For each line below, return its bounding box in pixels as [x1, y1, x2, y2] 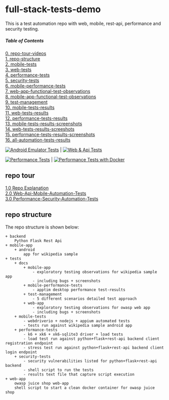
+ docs [14, 261, 28, 266]
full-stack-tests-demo [5, 4, 101, 15]
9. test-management [5, 99, 48, 105]
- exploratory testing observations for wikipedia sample [32, 269, 157, 274]
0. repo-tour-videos [5, 50, 47, 56]
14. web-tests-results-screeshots [5, 126, 75, 132]
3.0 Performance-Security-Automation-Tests [5, 195, 99, 202]
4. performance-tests [5, 72, 50, 78]
